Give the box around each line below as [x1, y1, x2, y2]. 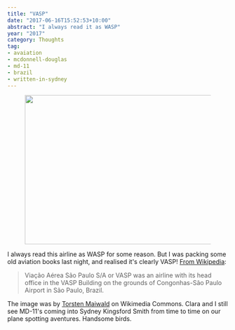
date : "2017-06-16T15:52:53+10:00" [7, 17, 112, 24]
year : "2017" [7, 29, 46, 37]
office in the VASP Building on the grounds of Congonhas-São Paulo [24, 279, 222, 287]
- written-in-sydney [7, 75, 68, 83]
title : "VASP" [7, 10, 49, 18]
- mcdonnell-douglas [7, 56, 68, 63]
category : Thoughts [7, 37, 65, 44]
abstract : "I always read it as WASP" [7, 23, 121, 30]
